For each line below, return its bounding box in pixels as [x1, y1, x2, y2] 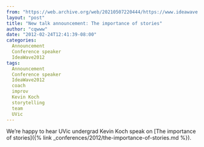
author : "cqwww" [6, 26, 48, 32]
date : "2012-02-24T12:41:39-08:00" [6, 32, 97, 38]
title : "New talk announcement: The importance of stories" [6, 20, 163, 26]
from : [6, 9, 20, 15]
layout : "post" [6, 15, 45, 21]
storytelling [12, 99, 45, 106]
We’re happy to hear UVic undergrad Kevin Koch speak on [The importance [6, 127, 197, 135]
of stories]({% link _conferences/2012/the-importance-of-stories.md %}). [6, 134, 192, 142]
